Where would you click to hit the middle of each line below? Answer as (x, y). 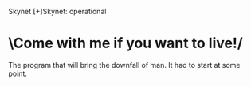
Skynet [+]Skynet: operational (57, 11)
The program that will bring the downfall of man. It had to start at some (124, 65)
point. (18, 73)
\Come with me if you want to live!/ (125, 43)
